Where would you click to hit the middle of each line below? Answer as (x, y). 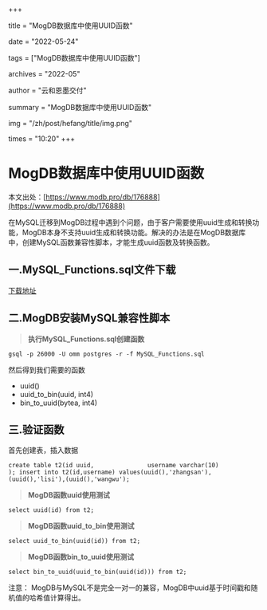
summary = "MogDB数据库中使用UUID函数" (80, 107)
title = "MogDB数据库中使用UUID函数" (71, 26)
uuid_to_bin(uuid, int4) (57, 394)
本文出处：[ (27, 197)
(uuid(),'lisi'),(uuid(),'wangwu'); (69, 479)
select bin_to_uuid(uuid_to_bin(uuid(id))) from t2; (98, 572)
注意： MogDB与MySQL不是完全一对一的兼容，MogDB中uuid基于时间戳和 (130, 588)
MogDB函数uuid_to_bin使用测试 (81, 526)
